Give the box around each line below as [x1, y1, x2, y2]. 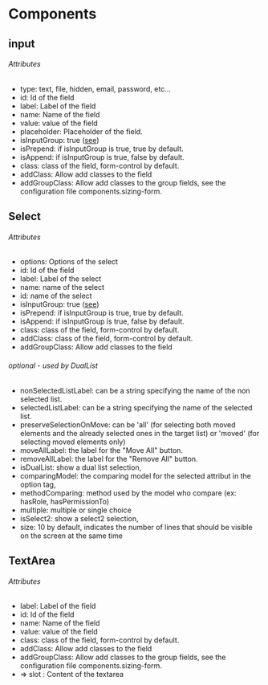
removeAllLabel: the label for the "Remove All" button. [19, 454, 198, 463]
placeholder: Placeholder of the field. [19, 126, 143, 137]
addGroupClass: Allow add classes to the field [19, 342, 173, 352]
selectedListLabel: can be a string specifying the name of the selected [19, 402, 253, 412]
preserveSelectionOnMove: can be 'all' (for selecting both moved [19, 419, 236, 430]
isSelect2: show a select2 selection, [19, 513, 139, 523]
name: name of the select [19, 283, 104, 292]
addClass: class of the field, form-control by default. [19, 334, 193, 344]
